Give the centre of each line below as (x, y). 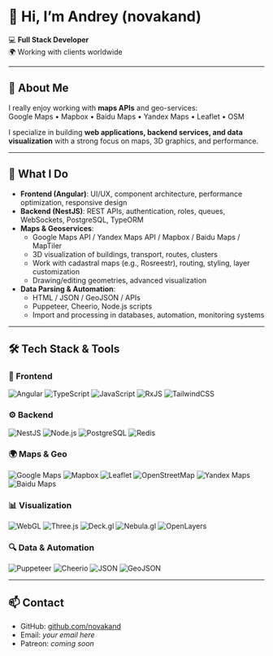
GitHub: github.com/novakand (71, 627)
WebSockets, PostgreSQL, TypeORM (82, 220)
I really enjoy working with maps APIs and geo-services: (103, 107)
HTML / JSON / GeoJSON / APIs (86, 297)
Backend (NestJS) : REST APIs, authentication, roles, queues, (123, 211)
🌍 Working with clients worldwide (66, 51)
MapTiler (47, 245)
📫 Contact (37, 603)
